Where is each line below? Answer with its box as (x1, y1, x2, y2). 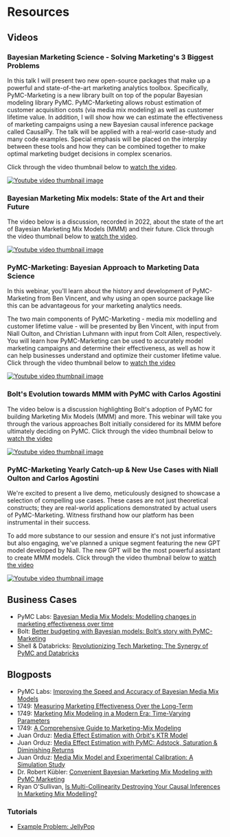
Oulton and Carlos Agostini (7, 473, 100, 483)
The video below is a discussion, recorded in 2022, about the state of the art (7, 218, 224, 226)
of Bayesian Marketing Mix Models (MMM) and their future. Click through (7, 225, 214, 233)
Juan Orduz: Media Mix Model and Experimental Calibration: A (16, 753, 194, 761)
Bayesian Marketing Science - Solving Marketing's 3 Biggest (7, 52, 214, 62)
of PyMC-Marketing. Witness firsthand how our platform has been (7, 511, 194, 520)
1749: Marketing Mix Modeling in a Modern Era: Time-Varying (16, 709, 191, 717)
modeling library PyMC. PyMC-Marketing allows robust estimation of (7, 98, 202, 107)
